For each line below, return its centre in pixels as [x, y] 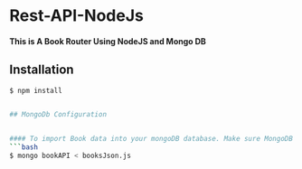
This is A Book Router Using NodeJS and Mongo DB [108, 41]
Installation [42, 70]
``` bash [24, 147]
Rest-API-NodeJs [77, 16]
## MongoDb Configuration [58, 115]
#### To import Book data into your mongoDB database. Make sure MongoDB [151, 139]
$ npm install [36, 90]
